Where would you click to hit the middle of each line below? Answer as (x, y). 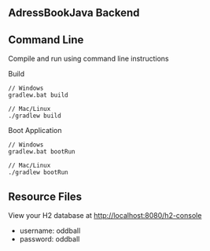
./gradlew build (35, 116)
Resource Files (45, 196)
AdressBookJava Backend (74, 13)
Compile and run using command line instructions (88, 59)
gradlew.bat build (38, 95)
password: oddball (50, 239)
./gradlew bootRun (38, 172)
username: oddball (50, 231)
